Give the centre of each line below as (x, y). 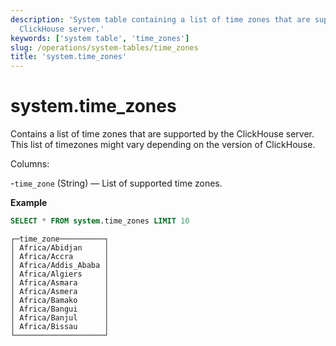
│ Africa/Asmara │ (60, 282)
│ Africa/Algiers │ (60, 274)
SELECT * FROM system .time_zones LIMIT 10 (100, 221)
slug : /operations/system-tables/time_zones (104, 47)
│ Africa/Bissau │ (60, 326)
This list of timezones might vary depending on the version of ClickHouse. (163, 145)
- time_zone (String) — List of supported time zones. (116, 183)
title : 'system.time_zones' (69, 57)
